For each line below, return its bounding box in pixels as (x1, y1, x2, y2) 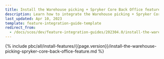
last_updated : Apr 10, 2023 (5, 16, 62, 21)
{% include (5, 43, 27, 49)
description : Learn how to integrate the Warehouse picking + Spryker (5, 12, 152, 17)
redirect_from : (5, 25, 36, 30)
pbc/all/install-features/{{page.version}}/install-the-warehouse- (28, 43, 157, 49)
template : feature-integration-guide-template (5, 20, 102, 26)
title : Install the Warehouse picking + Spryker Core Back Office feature (5, 7, 161, 12)
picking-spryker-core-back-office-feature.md (5, 48, 97, 54)
